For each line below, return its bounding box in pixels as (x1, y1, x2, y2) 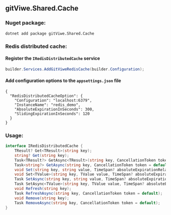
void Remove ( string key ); (14, 196, 70, 201)
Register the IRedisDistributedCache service (5, 56, 100, 62)
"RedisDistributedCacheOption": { (10, 93, 83, 98)
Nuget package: (5, 19, 46, 26)
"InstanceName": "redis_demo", (14, 102, 81, 107)
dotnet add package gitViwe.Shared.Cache (5, 31, 95, 36)
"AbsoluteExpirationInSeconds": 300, (14, 106, 95, 112)
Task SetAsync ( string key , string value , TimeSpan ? (14, 177, 126, 182)
